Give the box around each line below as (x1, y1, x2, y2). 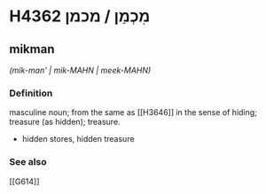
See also (9, 156, 47, 168)
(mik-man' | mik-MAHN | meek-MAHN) (9, 65, 152, 75)
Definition (9, 87, 53, 99)
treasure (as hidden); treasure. (9, 117, 121, 128)
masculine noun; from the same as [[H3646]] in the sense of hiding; (9, 107, 257, 118)
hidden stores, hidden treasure (21, 134, 135, 144)
